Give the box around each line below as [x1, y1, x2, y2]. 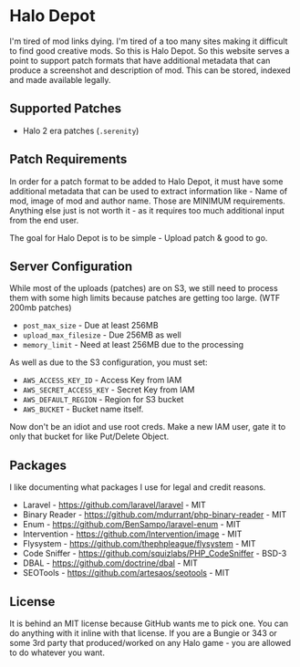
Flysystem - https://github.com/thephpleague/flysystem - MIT [22, 538, 257, 549]
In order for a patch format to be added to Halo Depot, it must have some [9, 175, 284, 187]
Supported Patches [9, 101, 122, 117]
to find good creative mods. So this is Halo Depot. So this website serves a [9, 45, 290, 56]
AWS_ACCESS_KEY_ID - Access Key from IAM [22, 375, 182, 386]
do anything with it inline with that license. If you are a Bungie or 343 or [9, 628, 278, 639]
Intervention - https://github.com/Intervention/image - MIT [22, 528, 243, 539]
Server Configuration [9, 258, 133, 274]
